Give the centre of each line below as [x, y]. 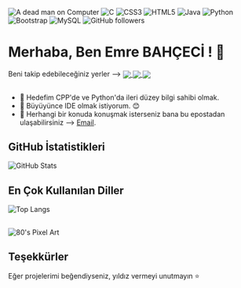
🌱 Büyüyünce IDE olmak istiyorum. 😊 [79, 105]
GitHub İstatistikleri [57, 146]
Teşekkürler [38, 256]
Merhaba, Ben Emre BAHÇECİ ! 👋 [117, 52]
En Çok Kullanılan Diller [66, 190]
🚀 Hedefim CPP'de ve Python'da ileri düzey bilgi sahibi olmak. [119, 97]
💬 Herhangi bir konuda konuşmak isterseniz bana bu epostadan [122, 114]
